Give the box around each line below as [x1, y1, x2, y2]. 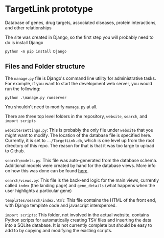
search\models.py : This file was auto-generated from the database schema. [5, 157, 158, 163]
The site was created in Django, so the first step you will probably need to [5, 34, 154, 40]
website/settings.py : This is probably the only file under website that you [5, 127, 154, 133]
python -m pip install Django [5, 49, 67, 54]
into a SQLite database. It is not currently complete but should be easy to [5, 222, 153, 228]
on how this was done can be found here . [5, 167, 89, 173]
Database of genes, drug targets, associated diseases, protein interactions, [5, 20, 157, 25]
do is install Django [5, 39, 44, 45]
